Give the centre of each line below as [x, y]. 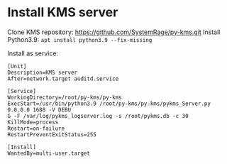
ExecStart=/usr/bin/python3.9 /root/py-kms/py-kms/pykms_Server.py [109, 104]
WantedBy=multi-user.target [49, 153]
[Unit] [17, 66]
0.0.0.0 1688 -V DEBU [39, 110]
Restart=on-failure [36, 129]
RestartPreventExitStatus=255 [52, 135]
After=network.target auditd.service [63, 79]
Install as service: [33, 53]
